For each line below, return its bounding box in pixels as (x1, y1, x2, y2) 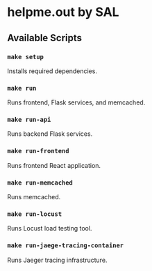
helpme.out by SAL (7, 4, 119, 20)
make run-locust (7, 210, 62, 218)
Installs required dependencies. (7, 67, 97, 75)
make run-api (7, 116, 51, 124)
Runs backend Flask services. (7, 130, 93, 138)
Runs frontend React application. (7, 161, 101, 169)
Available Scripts (7, 32, 82, 44)
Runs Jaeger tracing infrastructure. (7, 256, 108, 264)
